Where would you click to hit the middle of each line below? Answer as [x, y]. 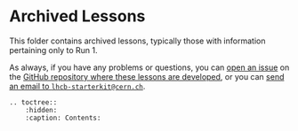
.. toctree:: [33, 102]
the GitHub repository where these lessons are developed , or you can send [147, 76]
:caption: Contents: [63, 118]
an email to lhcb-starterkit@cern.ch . [77, 86]
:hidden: [41, 110]
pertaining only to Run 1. [53, 50]
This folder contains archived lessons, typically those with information [137, 41]
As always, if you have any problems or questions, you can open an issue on [149, 67]
